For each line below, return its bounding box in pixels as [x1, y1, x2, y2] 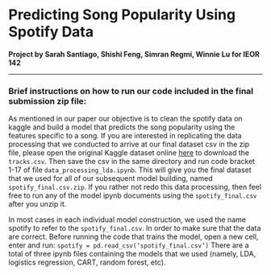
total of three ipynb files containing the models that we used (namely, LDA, [8, 249, 256, 259]
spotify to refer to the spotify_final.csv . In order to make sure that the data [8, 224, 261, 233]
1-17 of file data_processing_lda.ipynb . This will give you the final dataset [8, 165, 252, 174]
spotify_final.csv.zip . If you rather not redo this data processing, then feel [8, 183, 262, 192]
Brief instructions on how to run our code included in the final [8, 85, 254, 96]
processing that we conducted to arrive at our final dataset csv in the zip [8, 139, 250, 150]
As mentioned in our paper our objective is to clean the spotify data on [8, 114, 244, 124]
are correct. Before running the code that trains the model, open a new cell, [8, 232, 259, 242]
